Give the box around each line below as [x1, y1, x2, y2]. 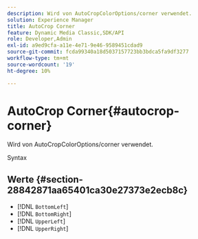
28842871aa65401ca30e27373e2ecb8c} [7, 184, 188, 196]
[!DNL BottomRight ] [16, 210, 72, 218]
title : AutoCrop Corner [7, 23, 76, 30]
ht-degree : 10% [7, 67, 51, 74]
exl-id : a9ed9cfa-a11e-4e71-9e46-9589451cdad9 [7, 42, 143, 49]
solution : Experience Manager [7, 16, 94, 23]
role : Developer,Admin [7, 36, 72, 43]
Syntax [7, 154, 27, 162]
